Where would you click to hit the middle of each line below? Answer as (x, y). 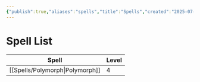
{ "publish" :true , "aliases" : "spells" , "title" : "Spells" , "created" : (89, 12)
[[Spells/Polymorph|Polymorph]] (55, 70)
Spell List (29, 41)
